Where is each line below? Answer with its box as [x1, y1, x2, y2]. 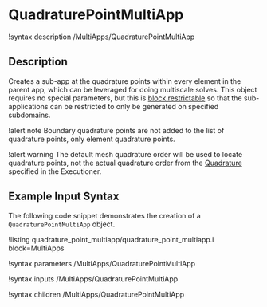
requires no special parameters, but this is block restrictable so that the [8, 93, 242, 103]
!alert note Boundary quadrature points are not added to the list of [8, 125, 225, 135]
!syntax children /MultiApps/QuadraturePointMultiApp [8, 289, 185, 299]
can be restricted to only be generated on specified [49, 101, 219, 111]
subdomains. [8, 110, 51, 120]
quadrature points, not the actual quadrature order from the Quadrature [8, 158, 243, 167]
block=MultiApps [8, 243, 65, 253]
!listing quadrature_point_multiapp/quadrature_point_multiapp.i [8, 234, 214, 244]
